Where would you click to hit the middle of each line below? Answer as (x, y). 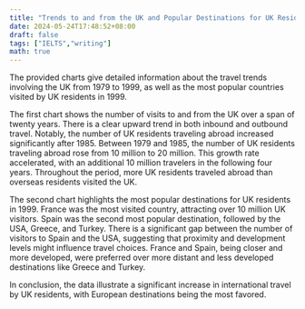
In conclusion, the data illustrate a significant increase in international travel (151, 285)
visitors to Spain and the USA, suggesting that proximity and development (148, 238)
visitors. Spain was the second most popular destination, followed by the (145, 219)
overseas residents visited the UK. (74, 182)
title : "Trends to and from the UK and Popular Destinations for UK (142, 18)
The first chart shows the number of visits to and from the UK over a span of (152, 115)
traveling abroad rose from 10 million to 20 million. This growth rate (135, 153)
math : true (30, 52)
